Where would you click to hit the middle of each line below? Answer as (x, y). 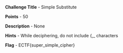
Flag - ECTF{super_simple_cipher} (40, 45)
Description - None (25, 26)
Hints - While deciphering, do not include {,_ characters (61, 36)
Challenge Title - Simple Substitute (41, 7)
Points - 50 (17, 16)
